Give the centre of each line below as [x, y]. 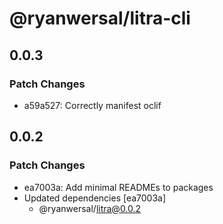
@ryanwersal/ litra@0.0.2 [90, 208]
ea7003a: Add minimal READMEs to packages [118, 187]
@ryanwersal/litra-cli [100, 18]
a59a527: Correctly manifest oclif [92, 105]
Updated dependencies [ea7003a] [95, 198]
